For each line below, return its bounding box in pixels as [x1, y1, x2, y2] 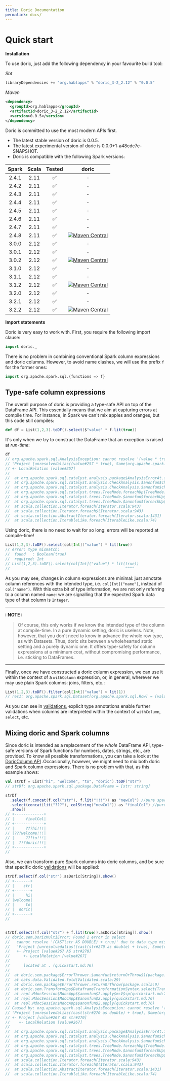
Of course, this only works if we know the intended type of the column [17, 621, 165, 628]
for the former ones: [5, 364, 47, 370]
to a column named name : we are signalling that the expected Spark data [5, 591, 155, 597]
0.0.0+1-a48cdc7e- [101, 143, 142, 149]
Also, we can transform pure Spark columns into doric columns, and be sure [5, 859, 164, 865]
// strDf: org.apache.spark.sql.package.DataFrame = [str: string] [5, 783, 151, 789]
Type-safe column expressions [5, 388, 106, 397]
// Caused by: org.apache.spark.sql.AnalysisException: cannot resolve [5, 1005, 159, 1010]
